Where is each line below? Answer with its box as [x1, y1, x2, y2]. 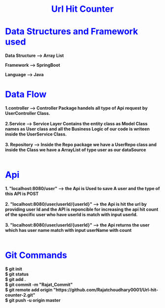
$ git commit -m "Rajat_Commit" [5, 281, 73, 287]
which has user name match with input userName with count [5, 227, 132, 233]
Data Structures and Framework [5, 26, 138, 37]
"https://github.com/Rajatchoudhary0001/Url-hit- [53, 286, 159, 293]
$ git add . [5, 276, 26, 282]
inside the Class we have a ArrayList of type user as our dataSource [5, 147, 146, 153]
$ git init [5, 266, 22, 272]
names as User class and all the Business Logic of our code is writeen [5, 126, 150, 132]
